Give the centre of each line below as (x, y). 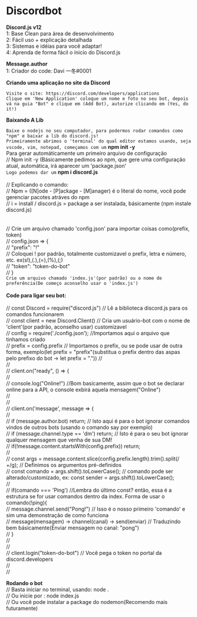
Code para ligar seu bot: (36, 295)
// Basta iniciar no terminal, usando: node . (58, 589)
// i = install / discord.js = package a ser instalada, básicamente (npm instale (99, 203)
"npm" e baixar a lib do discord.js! (52, 136)
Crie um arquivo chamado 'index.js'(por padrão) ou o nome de (84, 278)
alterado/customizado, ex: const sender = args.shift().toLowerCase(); (90, 478)
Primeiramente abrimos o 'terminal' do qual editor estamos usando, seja (99, 141)
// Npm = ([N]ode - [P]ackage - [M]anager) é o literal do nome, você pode (96, 191)
